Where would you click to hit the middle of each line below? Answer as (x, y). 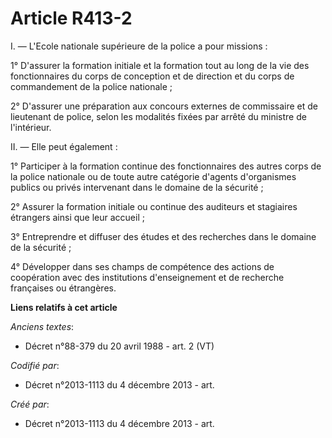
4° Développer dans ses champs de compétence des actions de (142, 266)
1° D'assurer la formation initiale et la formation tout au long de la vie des (160, 65)
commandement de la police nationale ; (91, 86)
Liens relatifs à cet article (64, 307)
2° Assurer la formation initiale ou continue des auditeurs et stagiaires (154, 206)
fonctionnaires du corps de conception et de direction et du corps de (152, 76)
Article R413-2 (71, 18)
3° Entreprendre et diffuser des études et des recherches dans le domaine (163, 236)
